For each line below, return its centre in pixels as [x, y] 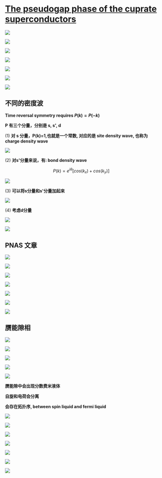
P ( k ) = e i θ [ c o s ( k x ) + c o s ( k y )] [81, 171]
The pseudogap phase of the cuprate [81, 9]
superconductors [41, 19]
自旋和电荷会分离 [22, 396]
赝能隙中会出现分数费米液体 [33, 386]
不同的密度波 [24, 104]
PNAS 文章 [21, 245]
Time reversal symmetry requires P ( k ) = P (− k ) [52, 115]
